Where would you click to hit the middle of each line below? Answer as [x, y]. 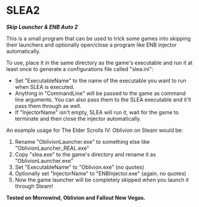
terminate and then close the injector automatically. [78, 118]
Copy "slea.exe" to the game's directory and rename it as [85, 154]
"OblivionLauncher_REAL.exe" [52, 148]
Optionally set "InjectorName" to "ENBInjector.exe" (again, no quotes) [100, 173]
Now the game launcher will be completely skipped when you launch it [102, 180]
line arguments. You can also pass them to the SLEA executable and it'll [103, 100]
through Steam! [34, 186]
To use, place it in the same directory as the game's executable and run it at [99, 63]
